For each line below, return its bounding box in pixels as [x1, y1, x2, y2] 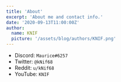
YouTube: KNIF [14, 71, 50, 77]
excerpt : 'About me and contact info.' [6, 14, 103, 20]
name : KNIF [11, 30, 38, 36]
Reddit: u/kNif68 [14, 64, 54, 71]
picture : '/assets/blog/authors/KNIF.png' [11, 36, 116, 42]
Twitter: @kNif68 [14, 58, 53, 65]
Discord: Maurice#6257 [14, 52, 68, 59]
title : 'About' [6, 8, 43, 15]
